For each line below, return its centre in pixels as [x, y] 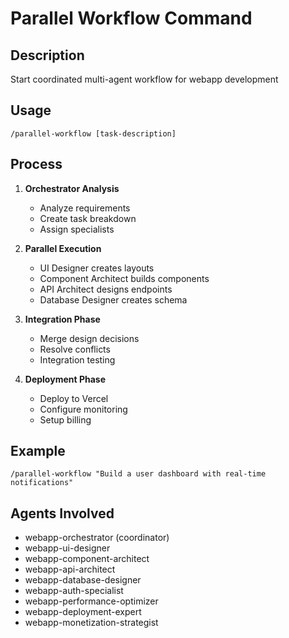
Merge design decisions [89, 338]
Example [38, 451]
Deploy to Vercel [74, 398]
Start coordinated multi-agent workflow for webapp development [144, 79]
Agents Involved [62, 513]
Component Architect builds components [124, 278]
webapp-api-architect [70, 569]
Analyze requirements [85, 208]
